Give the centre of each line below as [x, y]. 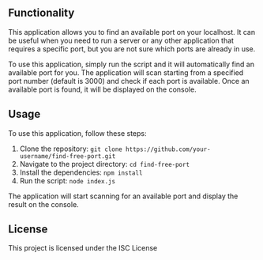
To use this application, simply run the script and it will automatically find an [131, 64]
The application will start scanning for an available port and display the [123, 196]
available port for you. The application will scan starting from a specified [126, 72]
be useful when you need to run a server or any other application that [121, 40]
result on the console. [43, 204]
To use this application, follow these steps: [77, 133]
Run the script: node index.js [68, 180]
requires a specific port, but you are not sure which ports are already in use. [132, 49]
